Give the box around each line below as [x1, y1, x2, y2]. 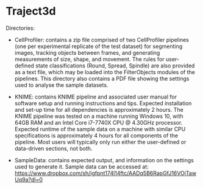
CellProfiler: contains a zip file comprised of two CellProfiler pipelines [14, 36, 190, 43]
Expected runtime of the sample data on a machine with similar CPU [14, 125, 186, 132]
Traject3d [5, 4, 56, 18]
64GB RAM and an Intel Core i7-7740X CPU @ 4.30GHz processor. [14, 119, 183, 126]
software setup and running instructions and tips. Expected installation [14, 99, 192, 107]
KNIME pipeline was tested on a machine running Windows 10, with [14, 112, 183, 120]
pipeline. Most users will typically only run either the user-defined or [14, 138, 187, 145]
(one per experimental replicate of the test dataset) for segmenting [14, 43, 183, 50]
